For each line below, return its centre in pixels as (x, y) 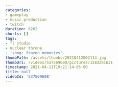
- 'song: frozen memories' (34, 53)
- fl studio (18, 43)
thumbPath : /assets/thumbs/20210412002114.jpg (56, 58)
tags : (11, 39)
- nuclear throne (24, 48)
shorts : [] (17, 34)
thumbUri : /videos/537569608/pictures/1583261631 (59, 62)
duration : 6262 (21, 29)
